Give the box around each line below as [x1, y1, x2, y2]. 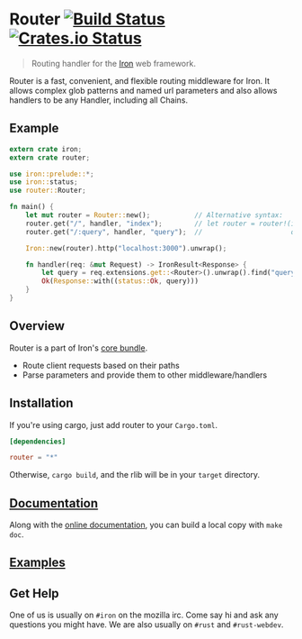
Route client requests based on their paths [22, 360, 180, 370]
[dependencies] [9, 437, 67, 446]
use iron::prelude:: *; [9, 169, 94, 178]
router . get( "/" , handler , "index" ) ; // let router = [25, 219, 255, 228]
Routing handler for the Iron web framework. [31, 58, 196, 68]
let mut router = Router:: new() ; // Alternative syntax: [25, 211, 283, 220]
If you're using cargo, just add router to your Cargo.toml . [9, 419, 218, 430]
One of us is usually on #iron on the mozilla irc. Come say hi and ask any [9, 609, 279, 621]
